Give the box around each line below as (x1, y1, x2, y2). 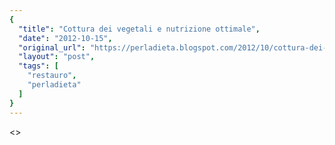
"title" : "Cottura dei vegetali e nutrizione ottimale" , (18, 24, 261, 34)
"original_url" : (18, 42, 86, 53)
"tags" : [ (18, 61, 59, 71)
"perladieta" (27, 80, 82, 90)
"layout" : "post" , (18, 52, 96, 62)
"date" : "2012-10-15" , (18, 33, 113, 43)
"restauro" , (27, 71, 77, 81)
